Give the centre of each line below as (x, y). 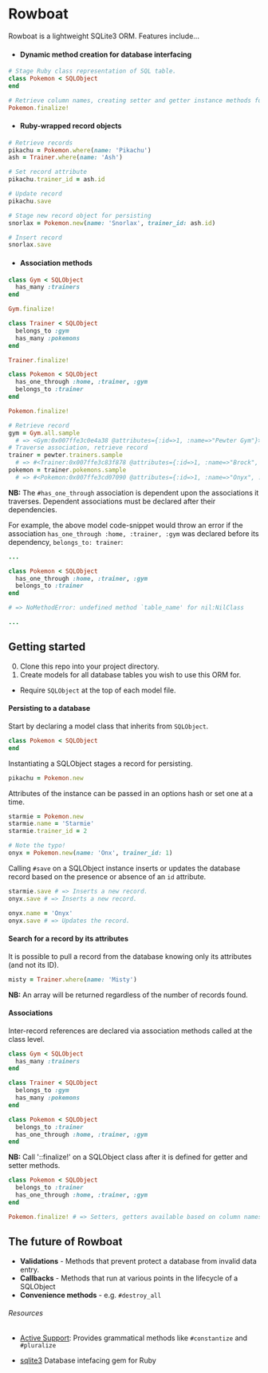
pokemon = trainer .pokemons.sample (67, 470)
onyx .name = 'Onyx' (41, 913)
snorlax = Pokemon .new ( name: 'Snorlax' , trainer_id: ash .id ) (112, 223)
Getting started (47, 647)
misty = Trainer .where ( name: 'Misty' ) (73, 979)
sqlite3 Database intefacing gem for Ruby (88, 1360)
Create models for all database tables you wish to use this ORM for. (130, 674)
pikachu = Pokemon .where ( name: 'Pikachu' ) (80, 150)
